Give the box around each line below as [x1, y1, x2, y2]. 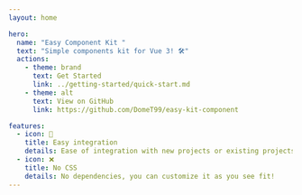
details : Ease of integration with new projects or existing [24, 146, 259, 156]
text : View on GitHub [32, 97, 114, 106]
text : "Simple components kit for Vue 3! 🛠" [16, 46, 189, 55]
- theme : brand [24, 63, 82, 72]
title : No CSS [24, 163, 78, 172]
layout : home [8, 13, 58, 23]
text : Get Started [32, 71, 102, 81]
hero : [8, 29, 29, 39]
